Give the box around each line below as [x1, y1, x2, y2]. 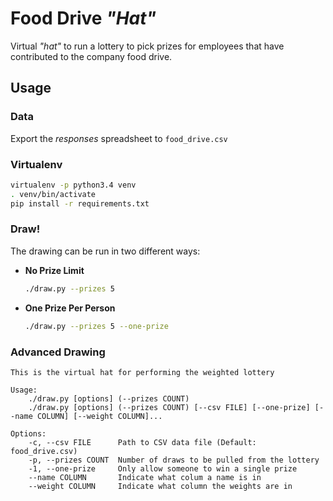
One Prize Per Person [24, 302, 116, 314]
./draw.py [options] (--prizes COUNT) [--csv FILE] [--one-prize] [28, 402, 311, 412]
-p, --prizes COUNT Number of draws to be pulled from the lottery [28, 455, 320, 465]
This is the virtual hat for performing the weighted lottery [10, 367, 275, 377]
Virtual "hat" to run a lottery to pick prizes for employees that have [10, 40, 285, 52]
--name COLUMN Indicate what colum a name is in [28, 472, 262, 482]
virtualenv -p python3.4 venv [10, 180, 137, 190]
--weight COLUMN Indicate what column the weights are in [28, 481, 293, 491]
